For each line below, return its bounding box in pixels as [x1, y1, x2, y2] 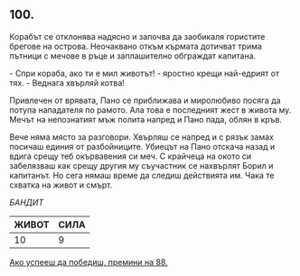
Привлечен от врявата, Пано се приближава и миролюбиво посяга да [9, 95, 282, 106]
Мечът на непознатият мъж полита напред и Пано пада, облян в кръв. [9, 114, 283, 124]
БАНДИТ [9, 197, 44, 207]
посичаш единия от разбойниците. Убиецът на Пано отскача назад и [9, 141, 276, 152]
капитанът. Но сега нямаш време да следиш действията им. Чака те [9, 170, 275, 180]
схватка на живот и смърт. [9, 179, 113, 190]
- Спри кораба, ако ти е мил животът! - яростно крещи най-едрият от [9, 68, 280, 78]
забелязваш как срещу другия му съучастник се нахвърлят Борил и [9, 160, 274, 170]
